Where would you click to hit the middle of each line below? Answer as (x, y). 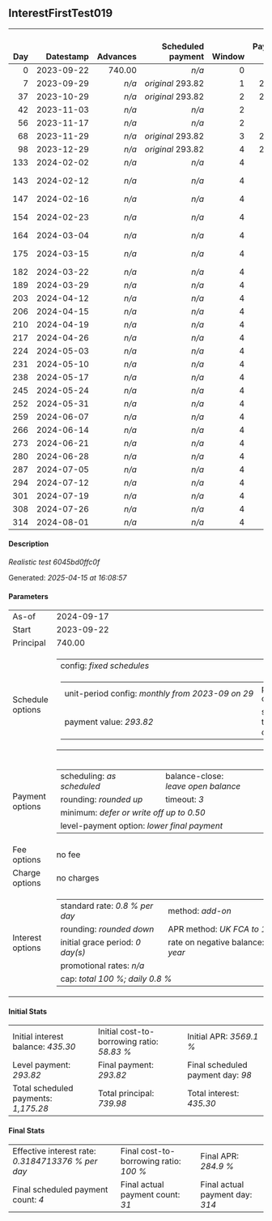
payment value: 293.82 (109, 722)
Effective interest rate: (54, 1150)
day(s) (73, 953)
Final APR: (220, 1156)
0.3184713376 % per (55, 1161)
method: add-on (200, 911)
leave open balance (203, 786)
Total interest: (213, 1094)
